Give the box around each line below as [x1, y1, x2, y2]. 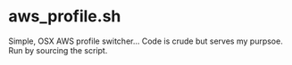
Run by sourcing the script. [8, 45, 108, 55]
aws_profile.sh [8, 6, 121, 27]
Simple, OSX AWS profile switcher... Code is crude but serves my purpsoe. [8, 36, 283, 46]
